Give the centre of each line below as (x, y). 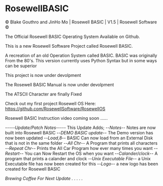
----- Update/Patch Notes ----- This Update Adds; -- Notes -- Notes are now (81, 128)
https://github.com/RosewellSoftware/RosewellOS (55, 109)
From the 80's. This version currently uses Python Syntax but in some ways (81, 60)
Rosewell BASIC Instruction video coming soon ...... (57, 118)
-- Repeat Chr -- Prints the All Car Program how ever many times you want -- (81, 148)
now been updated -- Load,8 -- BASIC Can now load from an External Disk (79, 138)
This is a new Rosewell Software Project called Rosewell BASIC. (69, 46)
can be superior (21, 66)
